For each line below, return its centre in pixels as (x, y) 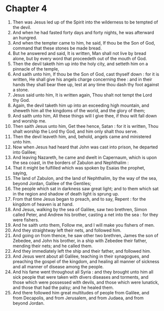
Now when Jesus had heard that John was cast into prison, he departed (85, 147)
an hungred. (25, 38)
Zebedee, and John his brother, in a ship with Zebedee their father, (80, 240)
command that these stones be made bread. (57, 48)
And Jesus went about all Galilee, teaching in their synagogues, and (81, 256)
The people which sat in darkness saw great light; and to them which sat (86, 189)
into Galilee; (25, 152)
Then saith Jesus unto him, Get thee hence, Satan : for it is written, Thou (85, 126)
